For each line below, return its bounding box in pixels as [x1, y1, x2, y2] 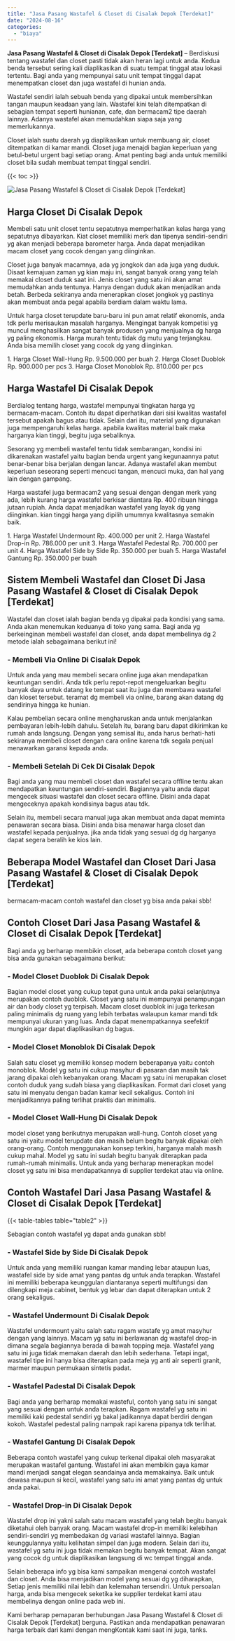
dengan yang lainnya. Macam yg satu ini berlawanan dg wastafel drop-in [7, 1334, 217, 1343]
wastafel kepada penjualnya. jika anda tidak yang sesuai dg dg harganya [7, 828, 216, 837]
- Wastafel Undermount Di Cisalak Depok [7, 1310, 150, 1320]
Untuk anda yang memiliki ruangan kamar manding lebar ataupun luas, [7, 1263, 211, 1271]
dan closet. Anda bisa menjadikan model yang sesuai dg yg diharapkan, [7, 1575, 215, 1583]
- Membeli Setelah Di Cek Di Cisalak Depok [7, 761, 155, 771]
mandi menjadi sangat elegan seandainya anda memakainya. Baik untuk [7, 1468, 215, 1476]
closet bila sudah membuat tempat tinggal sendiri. [7, 159, 152, 167]
